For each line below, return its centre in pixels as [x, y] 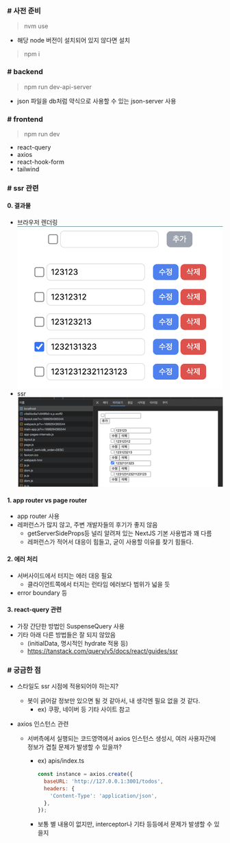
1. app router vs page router [47, 500]
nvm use [36, 26]
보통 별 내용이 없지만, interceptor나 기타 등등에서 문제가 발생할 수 [125, 824]
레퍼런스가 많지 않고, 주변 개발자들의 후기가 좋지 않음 [87, 525]
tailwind [28, 169]
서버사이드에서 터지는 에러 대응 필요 [65, 575]
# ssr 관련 [23, 188]
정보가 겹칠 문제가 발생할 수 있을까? [74, 747]
